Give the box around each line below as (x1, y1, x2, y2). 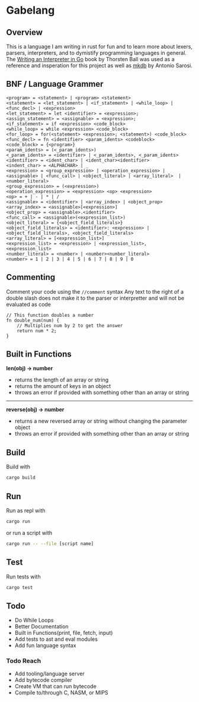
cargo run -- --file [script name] (6, 540, 94, 547)
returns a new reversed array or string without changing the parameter (14, 417, 188, 425)
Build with (6, 463, 31, 470)
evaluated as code (6, 301, 52, 308)
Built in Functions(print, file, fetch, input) (14, 629, 113, 637)
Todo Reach (6, 657, 41, 665)
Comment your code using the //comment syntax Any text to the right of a (6, 288, 184, 295)
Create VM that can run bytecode (14, 683, 97, 690)
